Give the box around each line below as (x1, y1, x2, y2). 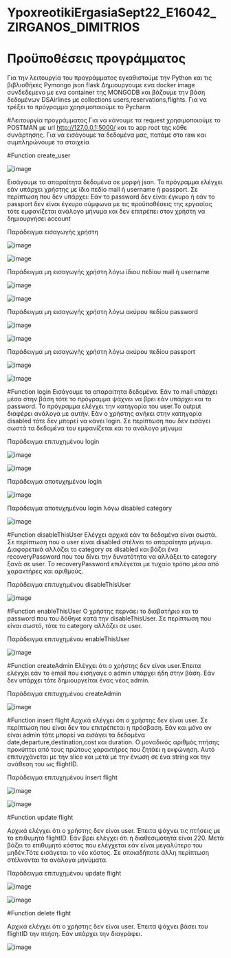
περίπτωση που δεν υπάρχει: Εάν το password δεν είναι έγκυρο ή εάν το (7, 192, 215, 201)
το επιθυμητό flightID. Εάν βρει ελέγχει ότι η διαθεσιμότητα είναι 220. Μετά (7, 834, 224, 843)
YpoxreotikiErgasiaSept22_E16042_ (7, 5, 217, 21)
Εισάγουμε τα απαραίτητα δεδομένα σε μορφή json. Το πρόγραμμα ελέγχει (7, 178, 223, 186)
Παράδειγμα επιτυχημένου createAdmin (7, 689, 122, 698)
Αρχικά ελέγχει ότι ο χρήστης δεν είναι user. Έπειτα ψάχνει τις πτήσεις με (7, 827, 221, 835)
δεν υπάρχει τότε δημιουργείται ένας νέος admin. (7, 676, 150, 684)
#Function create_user (7, 151, 71, 159)
